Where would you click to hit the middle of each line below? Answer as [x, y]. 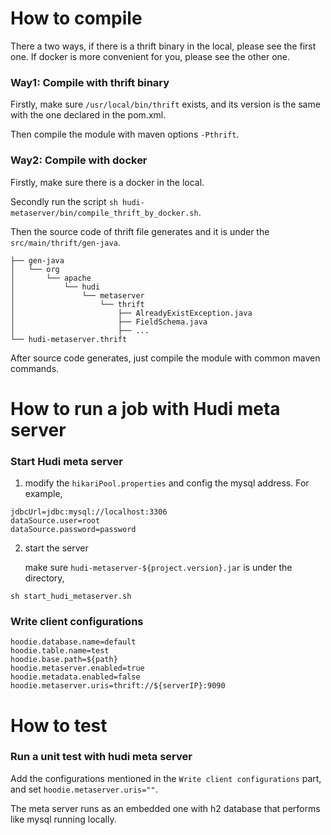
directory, [44, 578]
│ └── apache [51, 278]
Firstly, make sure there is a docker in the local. [107, 182]
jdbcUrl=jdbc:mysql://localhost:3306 [89, 512]
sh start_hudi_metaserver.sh [71, 597]
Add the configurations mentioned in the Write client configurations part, [166, 778]
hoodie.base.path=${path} [64, 660]
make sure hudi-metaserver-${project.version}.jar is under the [158, 568]
